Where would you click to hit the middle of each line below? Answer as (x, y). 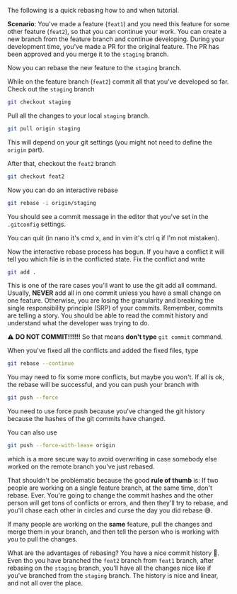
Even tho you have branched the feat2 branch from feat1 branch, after (111, 560)
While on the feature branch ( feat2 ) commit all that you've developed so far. (118, 82)
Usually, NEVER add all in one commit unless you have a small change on (114, 293)
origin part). (26, 150)
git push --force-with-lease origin (61, 446)
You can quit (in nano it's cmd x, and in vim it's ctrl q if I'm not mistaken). (113, 237)
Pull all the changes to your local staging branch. (79, 116)
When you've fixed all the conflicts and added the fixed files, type (103, 351)
